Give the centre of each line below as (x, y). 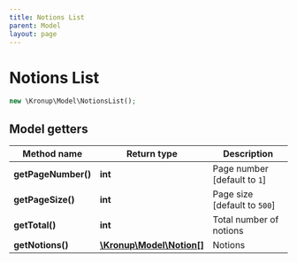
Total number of (246, 220)
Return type (152, 154)
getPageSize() (44, 200)
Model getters (49, 129)
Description (248, 154)
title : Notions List (47, 17)
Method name (52, 154)
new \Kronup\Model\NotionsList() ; (73, 101)
